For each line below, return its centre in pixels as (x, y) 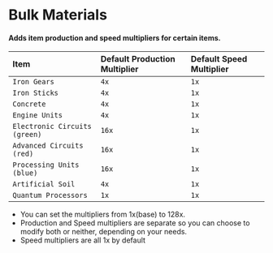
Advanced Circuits (48, 146)
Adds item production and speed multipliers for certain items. (115, 37)
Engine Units (38, 116)
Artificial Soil (44, 184)
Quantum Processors (50, 195)
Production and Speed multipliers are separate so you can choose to (135, 223)
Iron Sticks (36, 93)
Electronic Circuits (52, 126)
